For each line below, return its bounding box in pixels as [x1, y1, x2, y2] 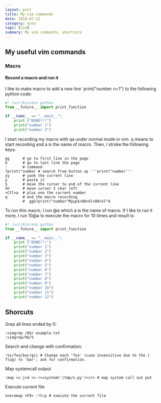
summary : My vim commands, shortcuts [5, 30, 82, 35]
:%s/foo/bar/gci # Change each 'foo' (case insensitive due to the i [5, 353, 150, 358]
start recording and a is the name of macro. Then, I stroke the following [5, 141, 148, 147]
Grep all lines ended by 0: [5, 321, 57, 327]
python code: [5, 91, 32, 97]
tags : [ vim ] [5, 25, 29, 30]
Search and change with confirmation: [5, 343, 82, 349]
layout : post [5, 7, 32, 12]
